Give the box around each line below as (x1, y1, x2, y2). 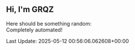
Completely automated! (6, 26, 63, 33)
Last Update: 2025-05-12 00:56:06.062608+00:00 (6, 37, 129, 44)
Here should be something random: (6, 20, 92, 27)
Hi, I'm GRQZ (6, 5, 54, 15)
